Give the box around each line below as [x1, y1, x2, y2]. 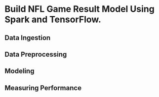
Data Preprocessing [4, 50, 67, 59]
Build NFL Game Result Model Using [4, 3, 155, 15]
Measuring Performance [4, 84, 82, 92]
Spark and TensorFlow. [4, 14, 102, 25]
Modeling [4, 67, 35, 75]
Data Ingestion [4, 33, 51, 42]
